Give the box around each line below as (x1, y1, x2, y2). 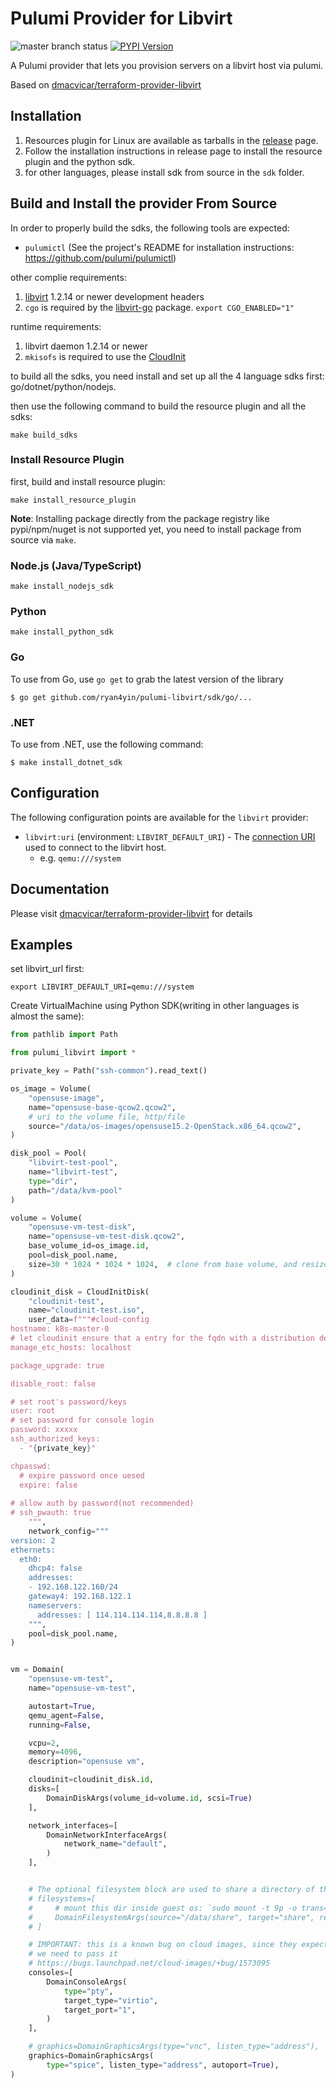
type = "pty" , (63, 1986, 114, 1996)
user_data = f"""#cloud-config (28, 1315, 150, 1325)
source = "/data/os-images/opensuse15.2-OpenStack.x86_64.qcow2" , (28, 1121, 302, 1131)
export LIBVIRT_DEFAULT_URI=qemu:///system (10, 982, 195, 992)
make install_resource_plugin (10, 495, 137, 505)
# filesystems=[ (28, 1893, 97, 1904)
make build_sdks (10, 430, 78, 440)
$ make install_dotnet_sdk (10, 758, 123, 768)
